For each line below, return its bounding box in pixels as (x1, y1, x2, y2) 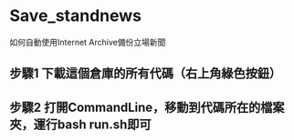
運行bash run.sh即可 (33, 116, 152, 132)
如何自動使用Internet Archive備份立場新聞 (9, 36, 166, 47)
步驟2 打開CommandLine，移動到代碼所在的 (9, 99, 261, 115)
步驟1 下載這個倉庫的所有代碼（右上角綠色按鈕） (9, 65, 282, 82)
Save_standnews (9, 5, 142, 26)
